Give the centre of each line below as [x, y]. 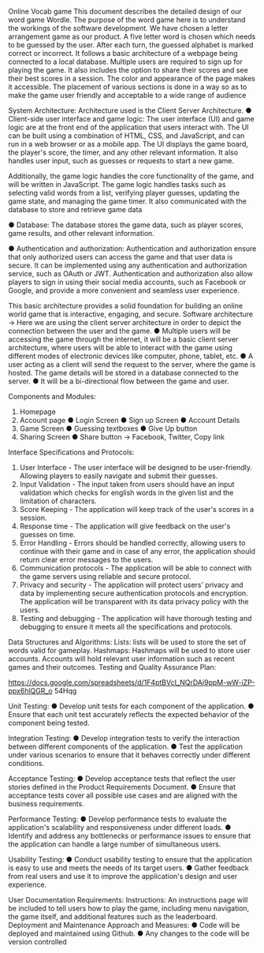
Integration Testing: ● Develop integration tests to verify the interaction [124, 738]
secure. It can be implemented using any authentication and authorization [128, 265]
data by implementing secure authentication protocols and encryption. [134, 593]
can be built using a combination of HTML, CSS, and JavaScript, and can [126, 136]
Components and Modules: [52, 396]
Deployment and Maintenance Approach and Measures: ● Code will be [124, 925]
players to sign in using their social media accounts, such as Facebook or [127, 282]
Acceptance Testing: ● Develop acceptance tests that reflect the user [122, 779]
